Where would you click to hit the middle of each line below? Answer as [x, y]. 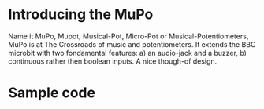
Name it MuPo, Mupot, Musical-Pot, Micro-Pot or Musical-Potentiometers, [128, 36]
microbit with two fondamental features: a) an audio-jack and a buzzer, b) [127, 53]
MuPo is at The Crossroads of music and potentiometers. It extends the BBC [132, 44]
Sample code [52, 93]
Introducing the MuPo [81, 15]
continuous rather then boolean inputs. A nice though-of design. [113, 61]
